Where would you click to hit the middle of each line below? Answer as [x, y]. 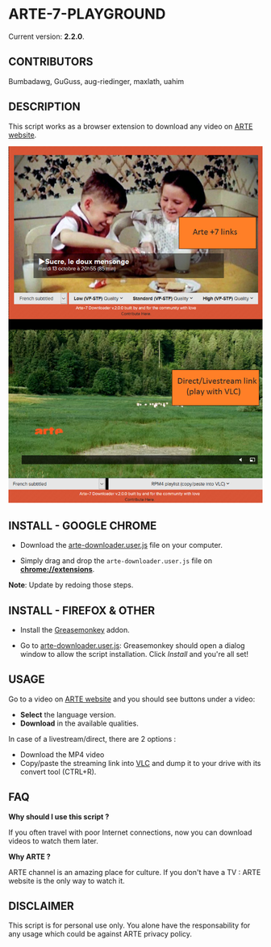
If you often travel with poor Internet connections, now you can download [130, 832]
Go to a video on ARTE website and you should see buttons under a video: [132, 699]
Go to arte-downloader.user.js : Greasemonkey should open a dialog [132, 645]
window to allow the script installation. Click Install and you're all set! [134, 654]
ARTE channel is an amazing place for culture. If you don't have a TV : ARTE [135, 872]
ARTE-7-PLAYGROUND [87, 14]
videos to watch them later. [53, 840]
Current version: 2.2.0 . [46, 36]
